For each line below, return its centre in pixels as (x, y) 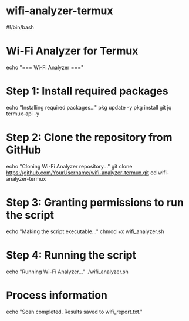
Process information (57, 295)
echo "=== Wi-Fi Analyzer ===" (45, 67)
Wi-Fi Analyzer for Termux (72, 51)
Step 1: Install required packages (87, 91)
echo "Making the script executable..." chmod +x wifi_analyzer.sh (85, 231)
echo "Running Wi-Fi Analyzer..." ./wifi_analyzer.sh (67, 272)
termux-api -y (23, 114)
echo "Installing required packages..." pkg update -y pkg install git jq (89, 107)
